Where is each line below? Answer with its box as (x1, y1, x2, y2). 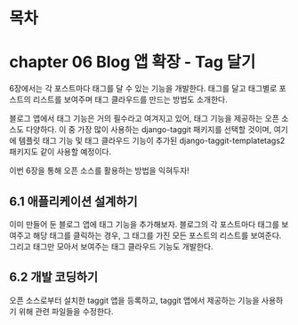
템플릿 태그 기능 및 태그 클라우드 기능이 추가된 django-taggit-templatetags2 (18, 135, 286, 147)
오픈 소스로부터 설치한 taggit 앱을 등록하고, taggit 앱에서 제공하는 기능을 (9, 295, 260, 305)
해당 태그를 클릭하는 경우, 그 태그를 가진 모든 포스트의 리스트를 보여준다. (32, 230, 282, 241)
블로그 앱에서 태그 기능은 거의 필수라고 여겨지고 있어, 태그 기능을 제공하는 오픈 (9, 113, 280, 124)
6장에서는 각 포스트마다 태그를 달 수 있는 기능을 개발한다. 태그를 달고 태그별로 (9, 83, 278, 94)
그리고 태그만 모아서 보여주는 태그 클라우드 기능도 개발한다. (9, 241, 213, 251)
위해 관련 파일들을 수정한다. (18, 305, 114, 316)
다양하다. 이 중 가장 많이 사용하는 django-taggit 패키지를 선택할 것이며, (25, 124, 272, 135)
